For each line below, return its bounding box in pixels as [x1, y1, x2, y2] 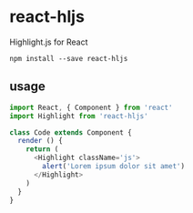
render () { [17, 137, 64, 146]
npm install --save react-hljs [9, 54, 128, 63]
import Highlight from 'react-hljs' [9, 111, 148, 120]
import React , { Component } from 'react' [9, 103, 173, 112]
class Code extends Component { [9, 127, 132, 137]
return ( [25, 145, 59, 154]
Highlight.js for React [9, 36, 88, 47]
